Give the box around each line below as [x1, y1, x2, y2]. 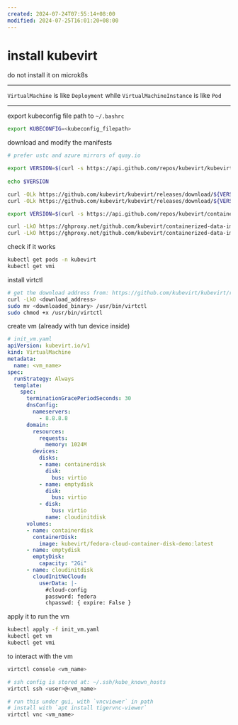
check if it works [7, 243, 56, 251]
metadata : [7, 355, 37, 362]
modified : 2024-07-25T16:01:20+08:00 [7, 17, 119, 24]
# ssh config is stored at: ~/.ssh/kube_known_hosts [7, 678, 166, 685]
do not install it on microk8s [7, 71, 89, 79]
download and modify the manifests [7, 138, 112, 147]
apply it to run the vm [7, 612, 69, 621]
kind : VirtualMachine [7, 349, 72, 356]
